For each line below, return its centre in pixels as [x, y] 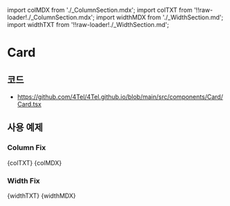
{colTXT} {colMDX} [35, 162]
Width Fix [23, 180]
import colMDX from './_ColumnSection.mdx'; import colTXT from [100, 10]
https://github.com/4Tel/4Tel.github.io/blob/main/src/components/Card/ [120, 97]
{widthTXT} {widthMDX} [41, 196]
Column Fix [27, 148]
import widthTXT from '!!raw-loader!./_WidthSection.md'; [88, 25]
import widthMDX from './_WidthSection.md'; [160, 17]
